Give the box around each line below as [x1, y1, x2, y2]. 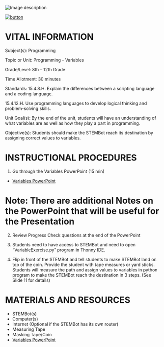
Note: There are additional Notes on [5, 195, 154, 206]
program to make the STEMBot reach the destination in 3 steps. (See [12, 272, 151, 278]
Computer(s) [12, 316, 38, 321]
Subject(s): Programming [5, 47, 56, 53]
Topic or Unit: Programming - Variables [5, 57, 84, 63]
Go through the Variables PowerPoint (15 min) [12, 168, 105, 174]
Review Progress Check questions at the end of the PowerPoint [12, 232, 141, 238]
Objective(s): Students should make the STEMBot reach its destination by [5, 130, 154, 135]
